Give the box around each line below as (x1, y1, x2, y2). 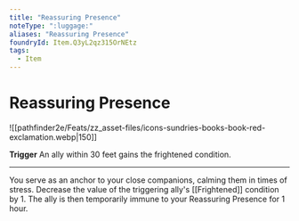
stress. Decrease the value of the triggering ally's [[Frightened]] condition (9, 184, 279, 194)
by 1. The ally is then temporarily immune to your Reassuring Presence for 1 (9, 193, 286, 204)
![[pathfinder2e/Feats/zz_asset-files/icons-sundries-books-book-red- (9, 122, 266, 133)
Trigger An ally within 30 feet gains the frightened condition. (9, 149, 231, 160)
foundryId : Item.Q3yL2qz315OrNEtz (9, 37, 138, 47)
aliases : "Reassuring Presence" (9, 29, 129, 38)
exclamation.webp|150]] (9, 131, 98, 143)
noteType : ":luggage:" (9, 21, 93, 30)
